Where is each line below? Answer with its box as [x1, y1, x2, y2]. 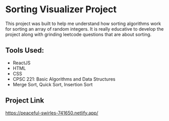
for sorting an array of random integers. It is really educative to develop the [5, 26, 164, 32]
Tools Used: [5, 46, 45, 55]
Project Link [5, 96, 45, 105]
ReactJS [12, 60, 31, 66]
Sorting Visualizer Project [5, 4, 117, 15]
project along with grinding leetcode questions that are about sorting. [5, 31, 152, 37]
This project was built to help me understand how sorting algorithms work [5, 20, 161, 27]
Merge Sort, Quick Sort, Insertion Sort [12, 81, 93, 87]
